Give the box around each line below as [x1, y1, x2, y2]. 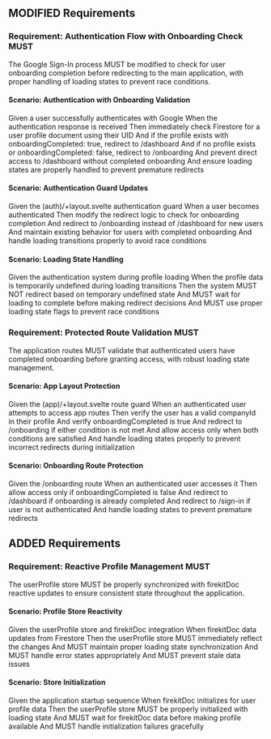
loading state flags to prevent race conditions [8, 307, 160, 317]
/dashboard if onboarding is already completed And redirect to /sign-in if [8, 496, 251, 506]
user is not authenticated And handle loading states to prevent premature [8, 505, 252, 514]
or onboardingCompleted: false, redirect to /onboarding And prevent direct [8, 147, 257, 157]
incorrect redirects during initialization [8, 442, 135, 452]
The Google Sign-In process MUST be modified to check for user [8, 59, 227, 69]
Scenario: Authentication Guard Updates [8, 183, 148, 193]
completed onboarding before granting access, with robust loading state [8, 354, 250, 364]
